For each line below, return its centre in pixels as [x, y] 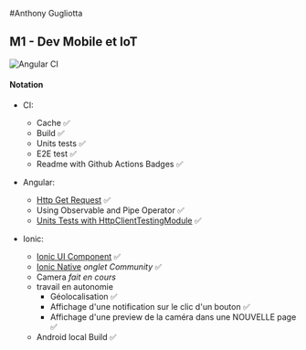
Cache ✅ [53, 123]
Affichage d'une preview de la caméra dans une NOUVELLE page [173, 317]
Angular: [39, 183]
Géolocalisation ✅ [84, 297]
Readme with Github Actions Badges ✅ [110, 164]
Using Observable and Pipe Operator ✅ [110, 210]
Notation [26, 85]
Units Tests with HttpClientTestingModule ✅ [119, 221]
